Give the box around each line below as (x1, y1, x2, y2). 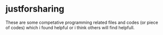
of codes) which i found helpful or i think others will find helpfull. (5, 24, 135, 30)
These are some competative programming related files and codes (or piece (5, 19, 159, 25)
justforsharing (5, 3, 65, 15)
